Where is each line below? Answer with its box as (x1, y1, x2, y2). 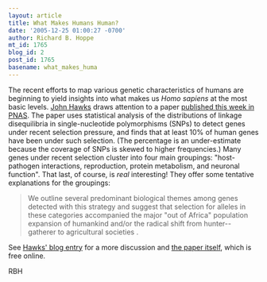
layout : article (8, 11, 62, 20)
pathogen (8, 160, 40, 171)
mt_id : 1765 (8, 41, 48, 49)
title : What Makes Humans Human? (8, 19, 119, 27)
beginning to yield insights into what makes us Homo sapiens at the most (8, 93, 248, 103)
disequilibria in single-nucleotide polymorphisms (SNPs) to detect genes (8, 118, 246, 128)
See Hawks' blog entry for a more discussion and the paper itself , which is (8, 242, 252, 252)
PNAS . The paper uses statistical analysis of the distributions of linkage (8, 110, 242, 120)
